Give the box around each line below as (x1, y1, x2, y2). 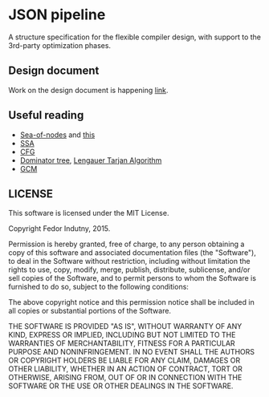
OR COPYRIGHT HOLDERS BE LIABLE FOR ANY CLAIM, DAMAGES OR (8, 355, 241, 366)
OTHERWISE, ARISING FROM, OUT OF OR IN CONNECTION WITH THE (8, 373, 243, 383)
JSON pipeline (8, 6, 106, 24)
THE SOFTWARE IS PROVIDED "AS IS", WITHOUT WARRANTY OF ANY (8, 322, 243, 331)
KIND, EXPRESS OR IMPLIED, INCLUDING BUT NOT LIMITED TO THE (8, 330, 236, 340)
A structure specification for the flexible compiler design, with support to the (8, 32, 261, 42)
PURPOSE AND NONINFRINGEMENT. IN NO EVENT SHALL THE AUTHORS (8, 347, 255, 357)
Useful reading (8, 108, 84, 122)
